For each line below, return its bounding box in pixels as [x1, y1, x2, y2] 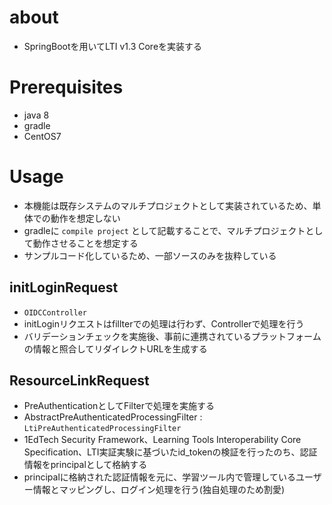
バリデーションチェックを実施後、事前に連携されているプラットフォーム [23, 330, 322, 342]
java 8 [23, 109, 50, 121]
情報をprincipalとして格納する [23, 459, 148, 471]
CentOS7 [23, 130, 62, 142]
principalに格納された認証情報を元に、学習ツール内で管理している [23, 471, 296, 483]
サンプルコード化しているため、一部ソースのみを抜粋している [23, 249, 277, 261]
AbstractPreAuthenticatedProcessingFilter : [23, 411, 203, 423]
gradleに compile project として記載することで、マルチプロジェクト [23, 224, 306, 236]
